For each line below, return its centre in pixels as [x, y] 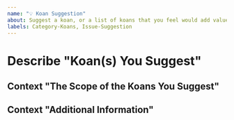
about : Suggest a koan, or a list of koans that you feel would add [109, 20]
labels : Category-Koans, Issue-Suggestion [70, 26]
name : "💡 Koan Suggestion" [47, 14]
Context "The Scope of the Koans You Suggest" [113, 86]
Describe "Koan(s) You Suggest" [104, 61]
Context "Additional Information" [80, 110]
